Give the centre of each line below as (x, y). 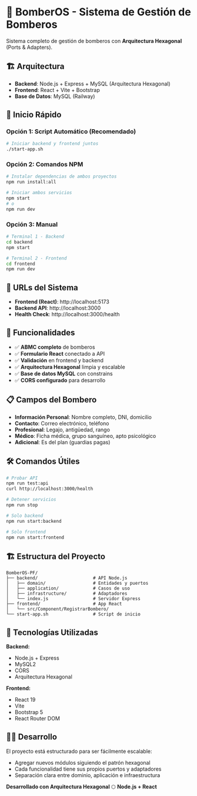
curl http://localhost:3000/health (50, 489)
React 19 (25, 700)
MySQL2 (25, 664)
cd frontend (21, 264)
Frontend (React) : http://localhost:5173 (62, 302)
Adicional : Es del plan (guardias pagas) (62, 442)
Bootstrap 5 (29, 712)
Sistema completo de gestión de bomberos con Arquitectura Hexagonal (94, 41)
